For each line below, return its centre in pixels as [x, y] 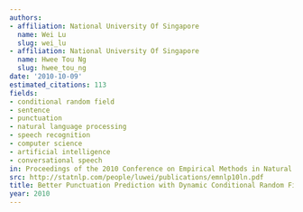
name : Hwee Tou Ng [52, 60]
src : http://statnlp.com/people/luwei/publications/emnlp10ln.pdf [137, 177]
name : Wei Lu [42, 34]
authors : [26, 18]
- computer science [46, 143]
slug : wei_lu [42, 43]
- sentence [30, 110]
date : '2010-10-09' [46, 77]
